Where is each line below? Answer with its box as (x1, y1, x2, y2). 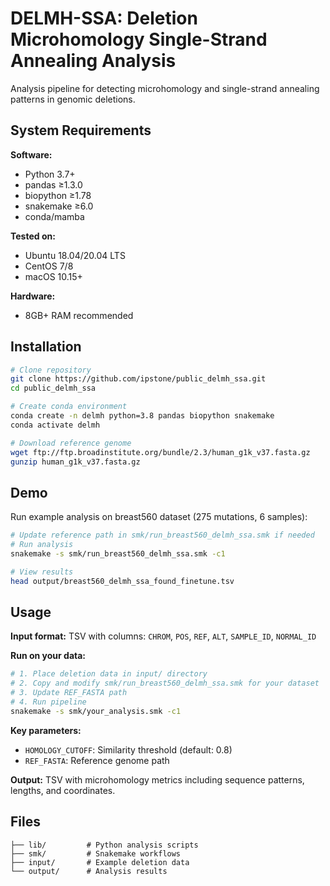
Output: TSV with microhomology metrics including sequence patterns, (10, 773, 305, 786)
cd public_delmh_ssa (10, 383, 97, 394)
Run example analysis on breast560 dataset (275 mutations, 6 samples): (10, 511, 308, 523)
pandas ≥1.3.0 (24, 178, 83, 191)
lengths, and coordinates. (10, 784, 116, 796)
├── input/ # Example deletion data (10, 857, 190, 867)
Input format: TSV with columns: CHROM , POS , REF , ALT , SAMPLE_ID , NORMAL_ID (10, 630, 317, 642)
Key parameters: (10, 724, 82, 736)
